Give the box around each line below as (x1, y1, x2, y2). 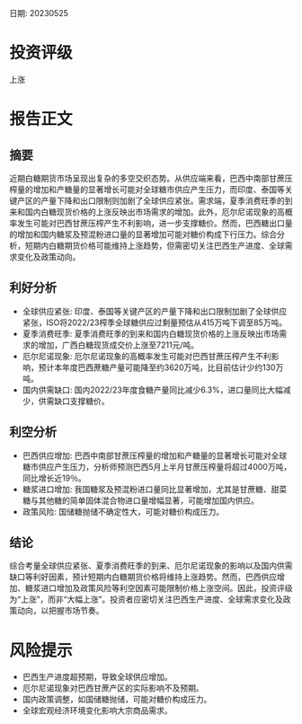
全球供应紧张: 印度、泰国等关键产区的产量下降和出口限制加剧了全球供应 (22, 305, 288, 316)
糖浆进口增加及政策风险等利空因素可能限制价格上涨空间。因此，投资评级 (24, 583, 293, 594)
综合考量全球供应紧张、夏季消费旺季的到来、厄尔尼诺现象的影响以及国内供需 (9, 561, 293, 571)
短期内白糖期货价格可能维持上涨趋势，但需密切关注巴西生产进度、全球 (24, 240, 285, 251)
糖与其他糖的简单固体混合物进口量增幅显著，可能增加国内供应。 (22, 495, 259, 506)
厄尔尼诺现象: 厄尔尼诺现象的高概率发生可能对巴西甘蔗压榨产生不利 (22, 350, 271, 361)
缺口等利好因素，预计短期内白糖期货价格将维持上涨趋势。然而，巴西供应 (9, 571, 277, 582)
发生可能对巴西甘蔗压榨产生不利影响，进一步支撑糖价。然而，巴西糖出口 (16, 217, 285, 228)
